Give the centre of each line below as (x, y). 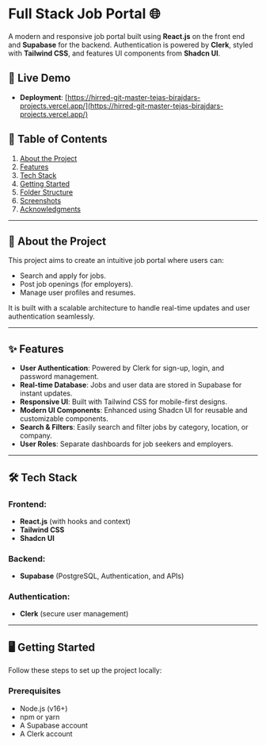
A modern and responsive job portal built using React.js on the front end (127, 36)
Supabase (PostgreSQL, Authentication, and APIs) (102, 576)
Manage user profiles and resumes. (78, 293)
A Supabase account (54, 725)
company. (36, 436)
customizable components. (64, 419)
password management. (59, 376)
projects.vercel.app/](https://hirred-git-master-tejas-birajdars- (122, 106)
